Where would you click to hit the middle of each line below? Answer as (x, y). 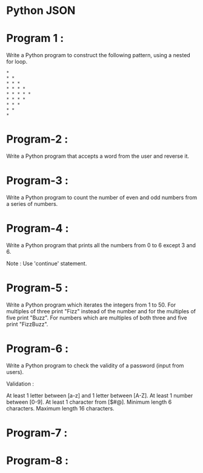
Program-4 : (38, 229)
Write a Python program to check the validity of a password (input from (95, 366)
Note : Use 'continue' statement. (47, 263)
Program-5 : (37, 288)
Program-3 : (37, 181)
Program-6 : (37, 349)
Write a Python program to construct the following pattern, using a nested (98, 55)
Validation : (20, 384)
